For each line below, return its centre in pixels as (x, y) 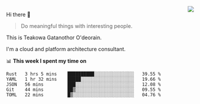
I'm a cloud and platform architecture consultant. (66, 49)
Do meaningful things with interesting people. (76, 26)
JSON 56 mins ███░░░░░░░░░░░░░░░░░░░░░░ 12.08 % (84, 84)
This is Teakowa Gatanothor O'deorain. (54, 37)
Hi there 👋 (18, 15)
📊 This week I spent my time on (46, 61)
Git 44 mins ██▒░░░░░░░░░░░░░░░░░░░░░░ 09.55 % (84, 90)
